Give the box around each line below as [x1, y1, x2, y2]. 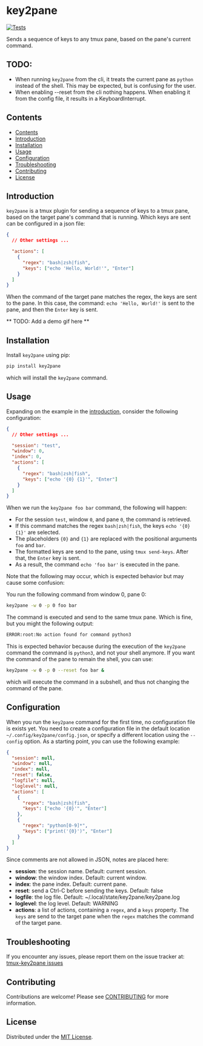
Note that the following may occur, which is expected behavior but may [6, 573, 184, 580]
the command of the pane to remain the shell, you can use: [6, 656, 153, 662]
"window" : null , [12, 761, 53, 767]
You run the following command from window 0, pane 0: [6, 591, 147, 598]
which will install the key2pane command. [6, 374, 108, 381]
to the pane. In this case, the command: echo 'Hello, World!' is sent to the [6, 299, 195, 307]
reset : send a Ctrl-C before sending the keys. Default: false [15, 887, 164, 894]
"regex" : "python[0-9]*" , [22, 822, 88, 829]
